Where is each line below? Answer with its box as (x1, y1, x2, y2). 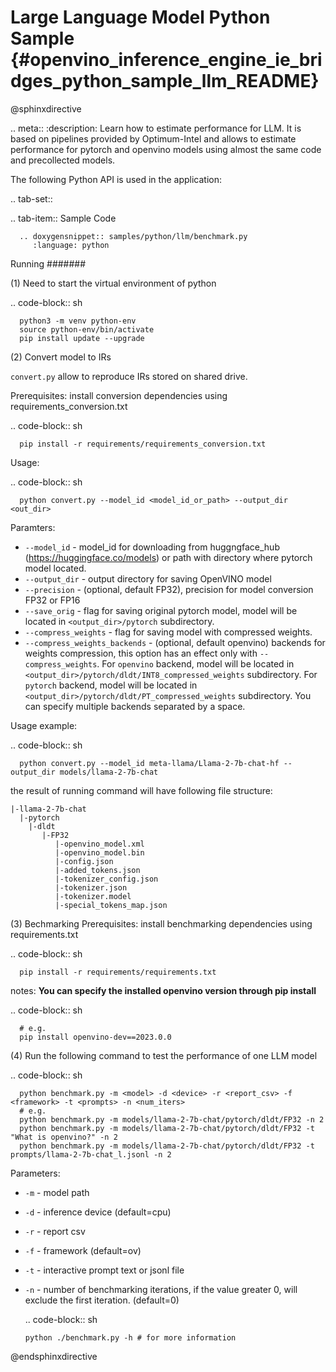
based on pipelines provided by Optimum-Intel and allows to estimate (10, 132, 297, 145)
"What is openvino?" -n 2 (10, 1132, 118, 1142)
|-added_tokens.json (54, 865, 141, 875)
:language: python (32, 240, 110, 250)
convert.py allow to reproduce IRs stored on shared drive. (10, 370, 248, 382)
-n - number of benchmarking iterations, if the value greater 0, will (24, 1283, 298, 1295)
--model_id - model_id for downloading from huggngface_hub (24, 541, 280, 553)
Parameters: (10, 1167, 61, 1179)
